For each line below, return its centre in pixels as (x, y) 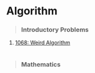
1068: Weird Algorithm (42, 42)
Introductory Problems (55, 30)
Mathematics (41, 65)
